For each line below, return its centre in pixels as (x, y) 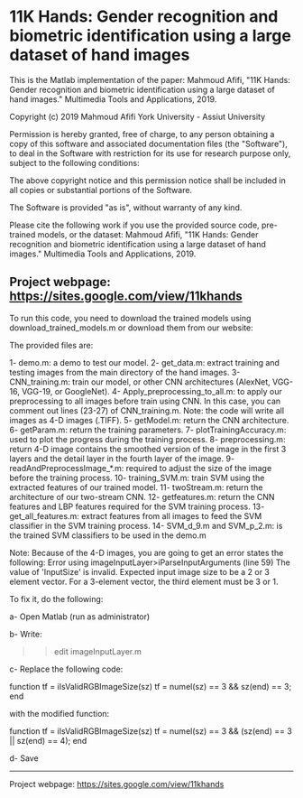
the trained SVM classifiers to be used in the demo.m (108, 535)
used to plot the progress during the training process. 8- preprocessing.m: (147, 439)
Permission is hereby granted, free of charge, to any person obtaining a (142, 134)
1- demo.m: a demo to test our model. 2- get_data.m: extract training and (144, 362)
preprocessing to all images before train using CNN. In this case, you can (145, 401)
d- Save (24, 758)
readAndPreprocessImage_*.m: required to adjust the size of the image (141, 468)
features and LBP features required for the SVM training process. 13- (137, 506)
